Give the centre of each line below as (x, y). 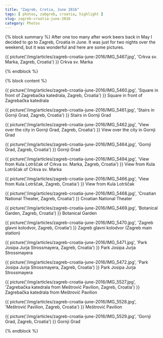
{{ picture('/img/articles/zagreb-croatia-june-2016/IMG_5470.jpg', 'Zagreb (79, 223)
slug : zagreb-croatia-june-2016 (38, 19)
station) (13, 233)
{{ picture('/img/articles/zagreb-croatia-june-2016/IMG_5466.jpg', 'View (77, 179)
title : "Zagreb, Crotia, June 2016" (42, 9)
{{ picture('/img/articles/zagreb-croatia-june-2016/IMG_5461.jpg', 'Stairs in (80, 110)
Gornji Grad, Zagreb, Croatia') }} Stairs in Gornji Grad (58, 115)
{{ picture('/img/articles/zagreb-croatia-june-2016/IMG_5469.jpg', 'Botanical (81, 208)
